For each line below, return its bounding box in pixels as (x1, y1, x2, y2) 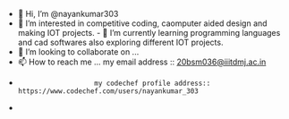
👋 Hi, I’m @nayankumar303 (17, 9, 119, 19)
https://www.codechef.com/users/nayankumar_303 (17, 87, 199, 96)
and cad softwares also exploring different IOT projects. (17, 37, 224, 47)
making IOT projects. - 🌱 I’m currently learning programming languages (17, 28, 281, 38)
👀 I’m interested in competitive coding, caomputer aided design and (17, 18, 268, 29)
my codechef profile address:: (93, 79, 211, 88)
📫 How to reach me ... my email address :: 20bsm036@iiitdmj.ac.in (17, 56, 267, 67)
